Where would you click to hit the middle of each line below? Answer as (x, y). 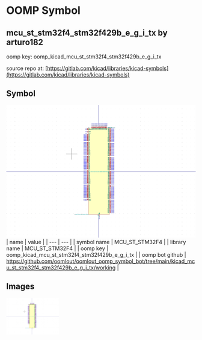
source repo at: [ (27, 68)
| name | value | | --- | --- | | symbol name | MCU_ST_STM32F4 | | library (96, 242)
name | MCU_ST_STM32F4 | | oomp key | (57, 248)
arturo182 (25, 42)
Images (20, 287)
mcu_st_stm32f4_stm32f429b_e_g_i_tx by (87, 33)
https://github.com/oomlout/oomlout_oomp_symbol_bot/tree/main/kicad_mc (101, 261)
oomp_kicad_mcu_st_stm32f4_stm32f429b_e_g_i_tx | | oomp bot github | (96, 254)
